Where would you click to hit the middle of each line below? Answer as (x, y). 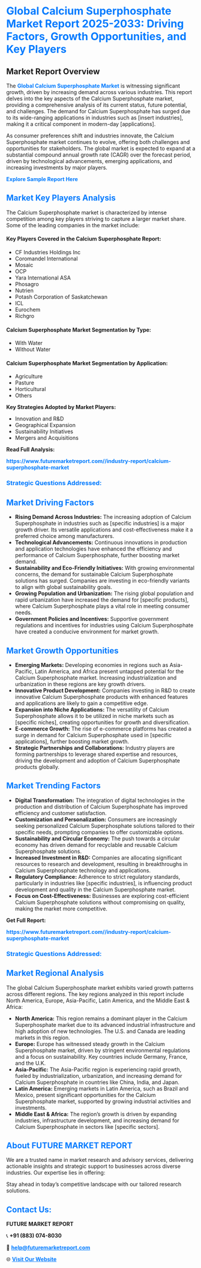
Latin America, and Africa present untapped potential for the (109, 671)
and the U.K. (30, 1063)
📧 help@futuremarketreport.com (48, 1248)
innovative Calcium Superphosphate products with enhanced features (101, 696)
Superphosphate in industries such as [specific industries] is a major (100, 524)
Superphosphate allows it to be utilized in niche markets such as (94, 716)
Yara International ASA (43, 278)
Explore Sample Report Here (42, 179)
